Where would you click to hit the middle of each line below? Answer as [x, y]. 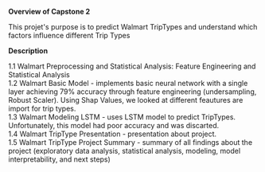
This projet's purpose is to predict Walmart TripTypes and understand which [133, 27]
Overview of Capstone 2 [49, 12]
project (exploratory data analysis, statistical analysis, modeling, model [125, 151]
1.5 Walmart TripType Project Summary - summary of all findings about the [131, 142]
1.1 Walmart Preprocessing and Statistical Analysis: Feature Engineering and [132, 66]
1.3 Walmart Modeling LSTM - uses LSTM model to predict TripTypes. [122, 117]
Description [28, 51]
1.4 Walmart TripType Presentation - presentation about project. [113, 134]
